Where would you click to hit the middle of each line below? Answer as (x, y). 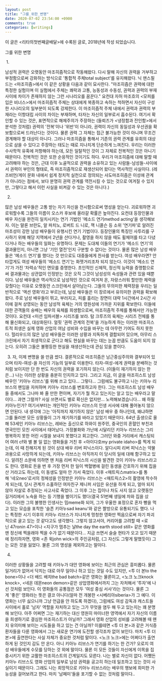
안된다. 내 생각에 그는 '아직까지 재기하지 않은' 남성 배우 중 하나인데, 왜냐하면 (81, 412)
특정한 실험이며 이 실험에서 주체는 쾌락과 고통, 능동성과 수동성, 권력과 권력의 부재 (81, 90)
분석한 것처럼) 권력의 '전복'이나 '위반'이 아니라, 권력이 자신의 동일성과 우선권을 (79, 127)
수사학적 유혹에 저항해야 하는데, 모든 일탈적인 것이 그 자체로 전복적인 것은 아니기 (81, 151)
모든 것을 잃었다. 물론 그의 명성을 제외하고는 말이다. (58, 545)
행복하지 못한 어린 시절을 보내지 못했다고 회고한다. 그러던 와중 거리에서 (71, 436)
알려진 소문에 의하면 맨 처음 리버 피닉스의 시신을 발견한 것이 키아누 (74, 460)
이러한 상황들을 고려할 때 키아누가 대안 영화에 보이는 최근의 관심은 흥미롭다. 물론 (81, 565)
